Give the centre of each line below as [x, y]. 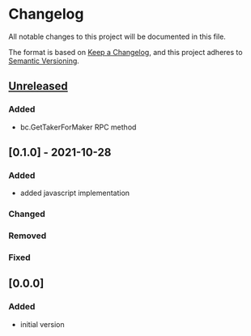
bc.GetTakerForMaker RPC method [78, 127]
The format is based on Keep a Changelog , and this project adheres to [125, 52]
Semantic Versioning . [44, 61]
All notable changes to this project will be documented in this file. [117, 36]
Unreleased [38, 86]
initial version [42, 324]
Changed [27, 214]
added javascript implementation [75, 193]
